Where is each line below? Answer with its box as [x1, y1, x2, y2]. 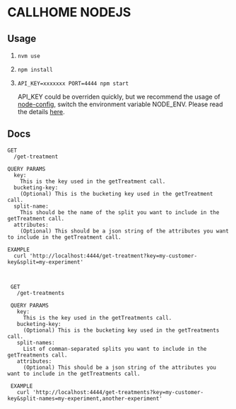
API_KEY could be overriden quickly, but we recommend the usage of [17, 93, 220, 101]
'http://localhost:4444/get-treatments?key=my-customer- [33, 388, 203, 396]
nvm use [17, 52, 40, 60]
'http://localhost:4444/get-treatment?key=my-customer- [29, 252, 198, 259]
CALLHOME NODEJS [7, 4, 131, 21]
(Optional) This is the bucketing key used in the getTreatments [23, 327, 220, 334]
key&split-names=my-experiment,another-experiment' [7, 395, 163, 402]
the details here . [17, 108, 65, 116]
